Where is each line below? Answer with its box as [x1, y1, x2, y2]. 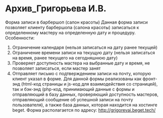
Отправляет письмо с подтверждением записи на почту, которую [12, 70, 151, 76]
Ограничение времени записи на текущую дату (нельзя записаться [12, 50, 155, 56]
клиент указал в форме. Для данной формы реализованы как [12, 76, 142, 82]
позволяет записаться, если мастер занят [12, 65, 101, 71]
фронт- [142, 76, 158, 82]
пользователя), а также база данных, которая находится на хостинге [12, 102, 158, 108]
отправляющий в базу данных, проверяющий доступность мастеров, [12, 91, 159, 97]
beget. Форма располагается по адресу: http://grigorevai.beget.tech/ [12, 107, 156, 113]
